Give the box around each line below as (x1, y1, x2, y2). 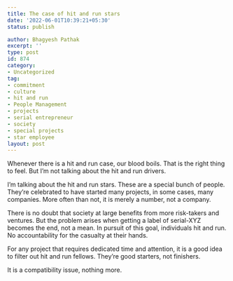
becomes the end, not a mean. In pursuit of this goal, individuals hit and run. (7, 224, 227, 232)
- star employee (7, 134, 55, 141)
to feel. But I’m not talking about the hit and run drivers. (7, 167, 167, 175)
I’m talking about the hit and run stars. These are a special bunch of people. (7, 180, 225, 189)
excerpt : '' (7, 43, 42, 50)
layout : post (7, 140, 45, 147)
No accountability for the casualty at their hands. (7, 231, 148, 240)
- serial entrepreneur (7, 114, 73, 121)
